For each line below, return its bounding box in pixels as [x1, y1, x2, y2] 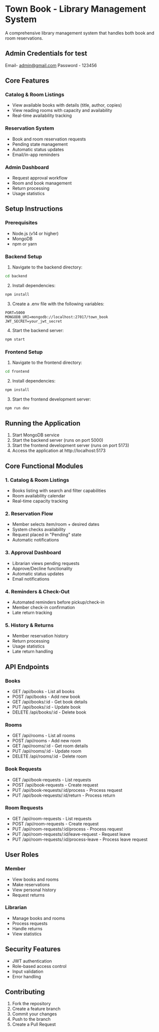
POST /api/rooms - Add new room [12, 738, 81, 744]
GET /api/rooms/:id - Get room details [12, 743, 88, 749]
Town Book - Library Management [5, 3, 146, 15]
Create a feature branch [12, 1006, 61, 1012]
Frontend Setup [5, 348, 43, 355]
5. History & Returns [5, 622, 54, 628]
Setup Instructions [5, 204, 63, 213]
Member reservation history [12, 633, 68, 639]
